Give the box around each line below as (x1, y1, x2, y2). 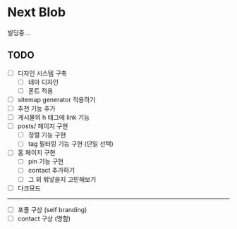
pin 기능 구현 (28, 157, 64, 166)
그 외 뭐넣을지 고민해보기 (28, 175, 97, 183)
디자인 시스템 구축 (17, 68, 67, 78)
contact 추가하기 (28, 166, 75, 175)
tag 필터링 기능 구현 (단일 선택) (28, 140, 114, 148)
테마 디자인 (28, 78, 59, 86)
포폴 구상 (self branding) (17, 205, 87, 213)
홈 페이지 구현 (17, 149, 56, 157)
